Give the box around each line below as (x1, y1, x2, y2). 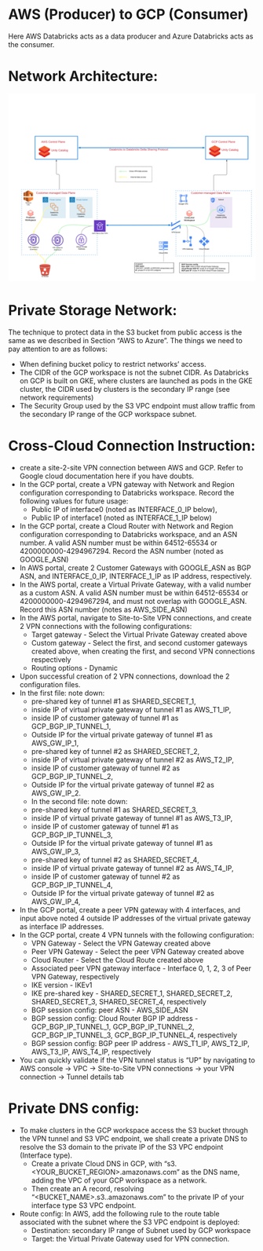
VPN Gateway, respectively (31, 971, 120, 981)
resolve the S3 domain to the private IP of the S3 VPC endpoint (19, 1142, 224, 1151)
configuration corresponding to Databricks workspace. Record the (19, 488, 235, 497)
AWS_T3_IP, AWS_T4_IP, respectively (31, 1047, 152, 1056)
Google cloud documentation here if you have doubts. (19, 471, 195, 481)
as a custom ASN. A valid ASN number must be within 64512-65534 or (19, 587, 249, 598)
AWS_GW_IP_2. (31, 788, 81, 798)
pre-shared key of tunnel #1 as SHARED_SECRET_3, (31, 805, 199, 814)
